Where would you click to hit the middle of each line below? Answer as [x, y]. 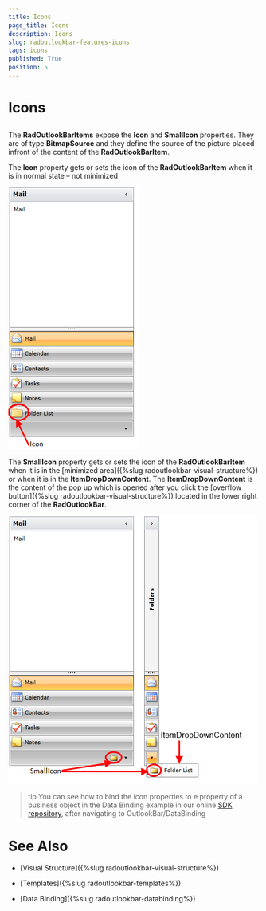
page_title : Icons [39, 25]
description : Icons [41, 34]
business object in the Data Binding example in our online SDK [130, 805]
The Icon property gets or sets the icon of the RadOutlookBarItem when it [131, 168]
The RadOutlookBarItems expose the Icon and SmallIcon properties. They [131, 135]
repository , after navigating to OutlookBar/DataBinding [117, 814]
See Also [38, 846]
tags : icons [28, 51]
